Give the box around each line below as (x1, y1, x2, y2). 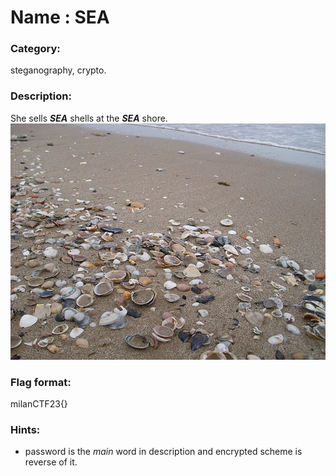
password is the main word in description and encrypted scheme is (24, 446, 303, 458)
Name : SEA (10, 6, 110, 29)
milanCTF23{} (10, 398, 68, 410)
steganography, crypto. (10, 64, 107, 76)
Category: (10, 42, 61, 56)
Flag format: (10, 375, 72, 389)
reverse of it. (24, 456, 78, 468)
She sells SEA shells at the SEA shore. (10, 112, 168, 124)
